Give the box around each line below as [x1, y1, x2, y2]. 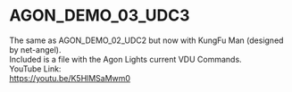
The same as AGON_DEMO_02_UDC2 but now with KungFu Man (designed [9, 35, 284, 46]
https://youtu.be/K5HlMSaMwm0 [9, 72, 131, 83]
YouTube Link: [9, 63, 62, 74]
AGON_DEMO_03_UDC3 [9, 5, 190, 26]
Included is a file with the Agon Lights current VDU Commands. [9, 54, 243, 64]
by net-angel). [9, 44, 62, 54]
